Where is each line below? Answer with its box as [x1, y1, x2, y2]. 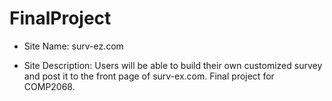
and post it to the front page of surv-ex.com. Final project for [23, 70, 275, 82]
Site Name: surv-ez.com [23, 40, 124, 52]
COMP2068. [23, 80, 76, 92]
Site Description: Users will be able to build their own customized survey [23, 59, 323, 71]
